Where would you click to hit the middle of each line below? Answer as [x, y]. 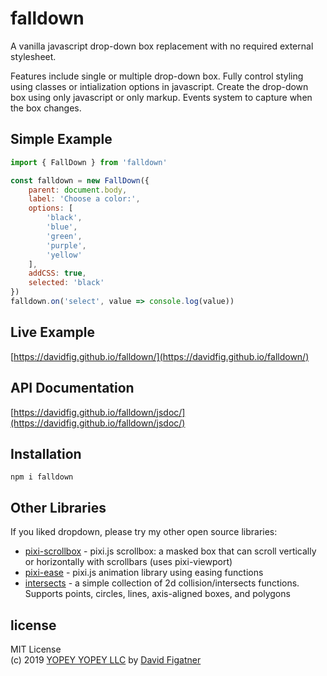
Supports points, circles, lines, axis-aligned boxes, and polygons [157, 594]
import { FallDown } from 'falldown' [89, 162]
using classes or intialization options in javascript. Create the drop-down [159, 86]
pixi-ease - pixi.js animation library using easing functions [144, 573]
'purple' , [66, 245]
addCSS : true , [57, 273]
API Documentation [72, 388]
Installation [46, 453]
